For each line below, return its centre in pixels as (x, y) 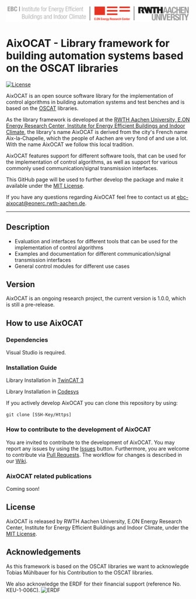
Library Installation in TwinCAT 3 (45, 380)
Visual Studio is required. (36, 353)
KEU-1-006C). (23, 590)
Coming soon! (23, 488)
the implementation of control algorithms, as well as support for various (92, 162)
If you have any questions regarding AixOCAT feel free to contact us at (91, 197)
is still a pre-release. (31, 305)
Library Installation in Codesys (43, 392)
